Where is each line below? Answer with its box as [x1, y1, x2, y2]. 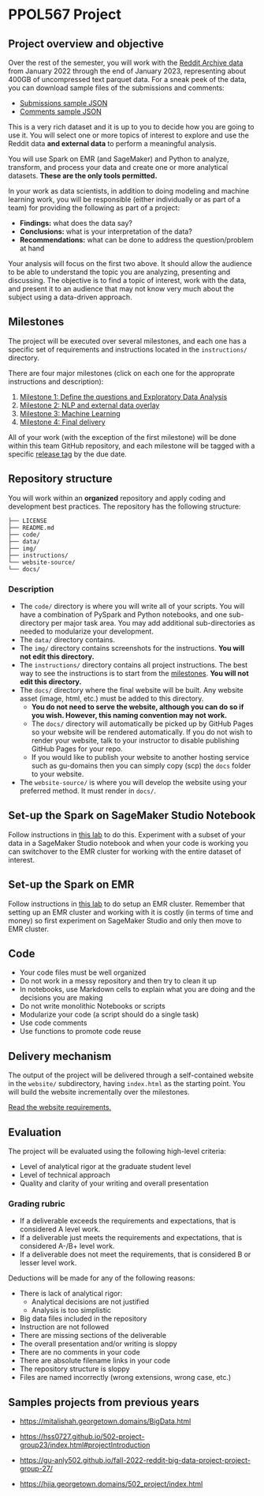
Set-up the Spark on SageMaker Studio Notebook [8, 809, 256, 822]
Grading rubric [8, 1198, 65, 1209]
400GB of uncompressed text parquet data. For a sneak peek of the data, [8, 75, 247, 84]
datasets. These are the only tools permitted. [8, 171, 158, 180]
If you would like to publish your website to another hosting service [31, 752, 250, 761]
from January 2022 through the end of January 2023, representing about [8, 66, 247, 76]
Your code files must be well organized [19, 968, 147, 977]
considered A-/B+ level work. [19, 1242, 115, 1251]
